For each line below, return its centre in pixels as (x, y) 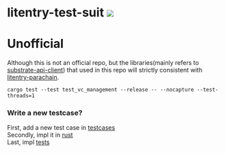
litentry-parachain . (33, 77)
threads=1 (21, 96)
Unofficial (35, 44)
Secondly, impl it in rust (40, 135)
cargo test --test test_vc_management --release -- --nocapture (101, 90)
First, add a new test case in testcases (61, 128)
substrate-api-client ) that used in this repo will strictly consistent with (105, 70)
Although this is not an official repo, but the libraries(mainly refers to (103, 63)
